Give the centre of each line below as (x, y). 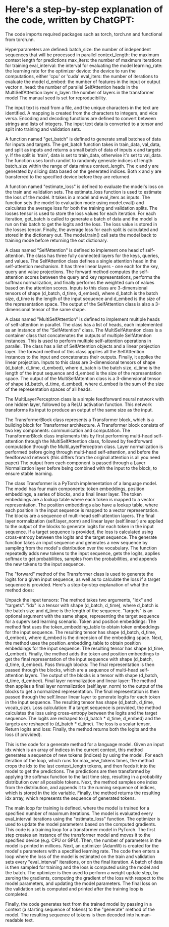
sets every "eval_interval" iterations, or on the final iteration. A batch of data (84, 862)
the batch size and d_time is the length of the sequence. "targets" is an (79, 610)
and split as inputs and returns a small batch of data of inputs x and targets (83, 150)
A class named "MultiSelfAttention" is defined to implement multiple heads (83, 319)
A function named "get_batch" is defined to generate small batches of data (83, 139)
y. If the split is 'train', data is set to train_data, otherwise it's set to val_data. (84, 155)
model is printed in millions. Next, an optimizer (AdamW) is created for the (82, 845)
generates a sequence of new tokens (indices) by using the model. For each (84, 755)
